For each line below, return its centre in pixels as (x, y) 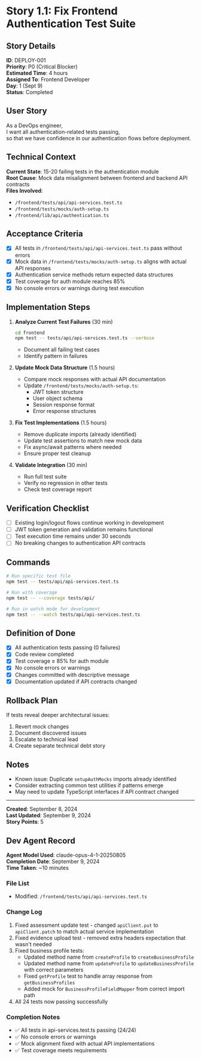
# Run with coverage (32, 592)
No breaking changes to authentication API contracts (80, 543)
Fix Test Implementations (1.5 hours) (61, 423)
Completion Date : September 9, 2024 (53, 862)
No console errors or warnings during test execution (79, 288)
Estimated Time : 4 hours (37, 73)
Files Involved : (25, 191)
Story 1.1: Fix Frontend (62, 11)
